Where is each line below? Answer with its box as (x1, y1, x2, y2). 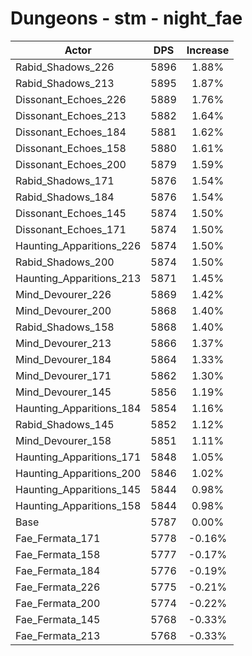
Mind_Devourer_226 (15, 287, 112, 301)
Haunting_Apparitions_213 (15, 271, 142, 285)
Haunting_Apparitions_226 (15, 238, 142, 252)
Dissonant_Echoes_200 (15, 157, 127, 171)
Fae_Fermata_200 (15, 596, 101, 610)
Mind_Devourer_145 (15, 385, 112, 399)
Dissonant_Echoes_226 (15, 92, 127, 106)
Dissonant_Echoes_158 (15, 141, 127, 155)
